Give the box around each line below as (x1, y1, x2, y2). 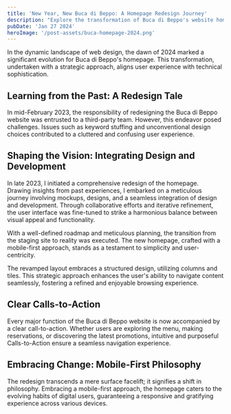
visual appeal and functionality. (7, 215, 96, 224)
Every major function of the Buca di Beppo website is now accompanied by (7, 317, 220, 325)
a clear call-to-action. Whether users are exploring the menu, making (7, 324, 203, 332)
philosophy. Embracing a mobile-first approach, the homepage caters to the (7, 384, 222, 393)
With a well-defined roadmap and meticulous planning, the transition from (7, 228, 217, 237)
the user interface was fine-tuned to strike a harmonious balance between (7, 208, 218, 217)
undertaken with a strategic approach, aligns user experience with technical (7, 63, 222, 71)
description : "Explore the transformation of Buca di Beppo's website (7, 17, 214, 23)
